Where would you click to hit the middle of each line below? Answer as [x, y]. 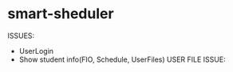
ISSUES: [21, 36]
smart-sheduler [61, 14]
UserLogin [36, 51]
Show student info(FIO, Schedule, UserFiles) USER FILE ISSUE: [122, 59]
